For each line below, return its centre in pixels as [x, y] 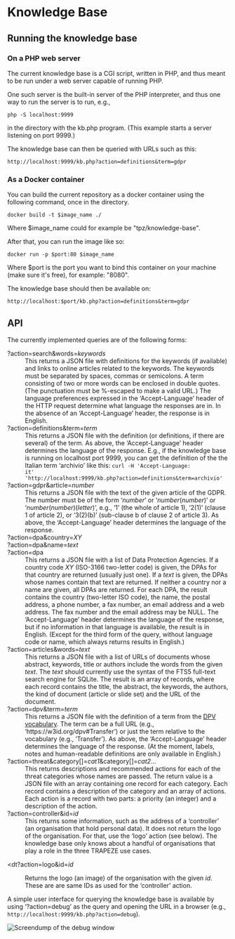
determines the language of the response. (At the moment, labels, [120, 746]
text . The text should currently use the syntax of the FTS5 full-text [120, 671]
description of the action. [61, 806]
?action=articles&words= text [49, 649]
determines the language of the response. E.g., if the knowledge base [126, 450]
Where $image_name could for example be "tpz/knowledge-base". [104, 228]
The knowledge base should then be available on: [79, 289]
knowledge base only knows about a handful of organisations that [120, 843]
